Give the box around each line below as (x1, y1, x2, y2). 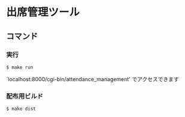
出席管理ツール (6, 5, 80, 19)
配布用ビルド (6, 92, 44, 100)
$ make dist (6, 106, 36, 112)
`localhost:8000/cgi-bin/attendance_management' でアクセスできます (6, 75, 180, 82)
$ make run (6, 64, 34, 70)
